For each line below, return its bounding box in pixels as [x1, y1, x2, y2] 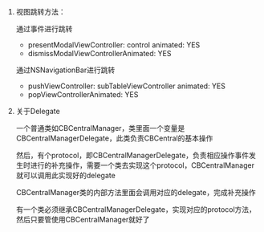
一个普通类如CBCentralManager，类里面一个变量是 [15, 124, 185, 132]
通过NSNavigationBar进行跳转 [15, 65, 116, 75]
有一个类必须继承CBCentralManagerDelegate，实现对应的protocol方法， [15, 205, 257, 214]
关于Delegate [15, 107, 60, 116]
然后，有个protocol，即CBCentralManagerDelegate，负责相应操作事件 [15, 151, 250, 160]
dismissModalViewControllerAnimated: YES [27, 49, 172, 58]
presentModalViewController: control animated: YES [27, 40, 201, 50]
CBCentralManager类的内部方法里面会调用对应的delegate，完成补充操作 [15, 188, 256, 197]
